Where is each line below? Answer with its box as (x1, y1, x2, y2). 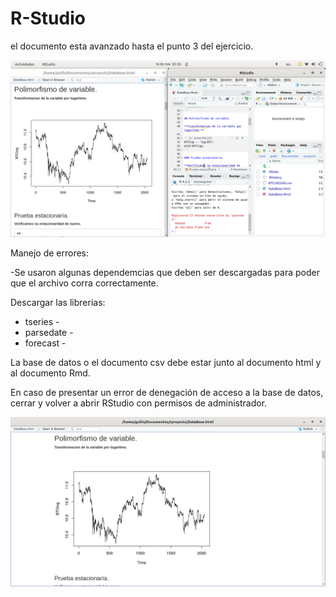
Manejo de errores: (10, 247, 90, 259)
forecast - (24, 337, 67, 349)
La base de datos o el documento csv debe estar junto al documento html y (10, 357, 322, 369)
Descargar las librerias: (10, 297, 106, 309)
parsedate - (24, 327, 74, 339)
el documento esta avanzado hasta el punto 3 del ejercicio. (10, 40, 254, 52)
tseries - (24, 316, 60, 328)
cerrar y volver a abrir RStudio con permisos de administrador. (10, 397, 268, 409)
